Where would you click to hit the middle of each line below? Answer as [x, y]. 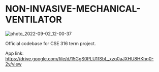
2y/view [13, 64]
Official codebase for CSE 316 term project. [51, 43]
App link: [14, 53]
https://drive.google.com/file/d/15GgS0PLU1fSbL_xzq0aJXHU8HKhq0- [80, 58]
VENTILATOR [34, 20]
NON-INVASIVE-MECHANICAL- [73, 9]
